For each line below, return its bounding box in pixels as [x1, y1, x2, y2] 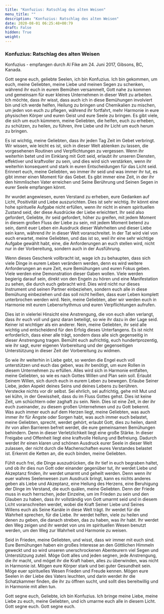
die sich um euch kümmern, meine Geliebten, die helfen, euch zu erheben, [5, 118, 155, 124]
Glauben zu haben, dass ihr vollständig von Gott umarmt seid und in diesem [5, 496, 158, 502]
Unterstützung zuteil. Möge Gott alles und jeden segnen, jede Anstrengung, [5, 552, 157, 558]
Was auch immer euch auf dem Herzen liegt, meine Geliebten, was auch [5, 409, 150, 415]
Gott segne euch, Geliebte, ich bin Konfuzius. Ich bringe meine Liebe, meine [5, 593, 158, 599]
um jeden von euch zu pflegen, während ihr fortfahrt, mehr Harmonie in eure [5, 107, 159, 113]
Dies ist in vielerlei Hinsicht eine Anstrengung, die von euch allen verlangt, [5, 311, 154, 318]
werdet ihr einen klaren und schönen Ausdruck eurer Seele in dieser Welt [5, 440, 152, 446]
